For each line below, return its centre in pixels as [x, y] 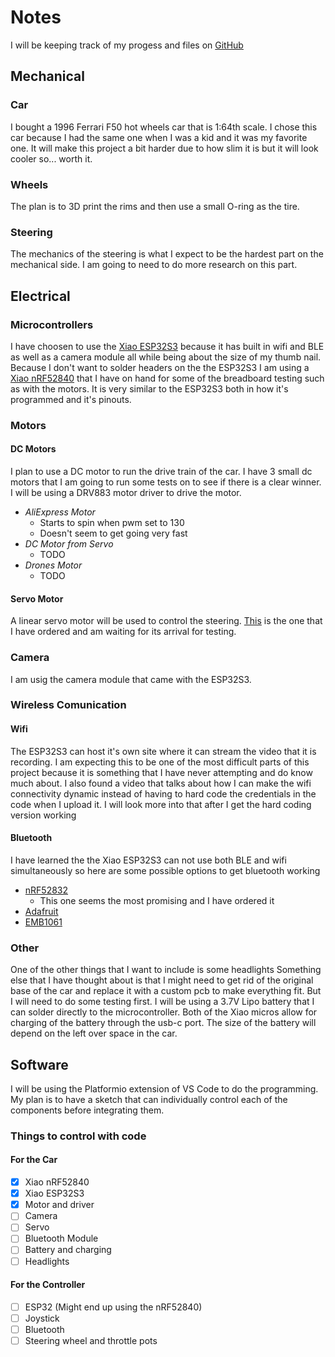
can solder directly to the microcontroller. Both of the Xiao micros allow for [164, 1012]
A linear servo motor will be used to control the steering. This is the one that [166, 621]
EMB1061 [43, 922]
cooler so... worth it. [51, 158]
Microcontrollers [52, 324]
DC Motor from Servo [69, 544]
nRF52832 [46, 890]
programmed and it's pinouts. [71, 399]
